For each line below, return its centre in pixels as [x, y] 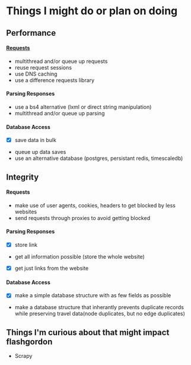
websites [26, 212]
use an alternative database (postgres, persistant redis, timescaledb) [99, 158]
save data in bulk [35, 140]
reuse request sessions [43, 67]
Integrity [23, 177]
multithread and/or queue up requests [61, 61]
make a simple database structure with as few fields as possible [93, 295]
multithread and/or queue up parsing [60, 113]
